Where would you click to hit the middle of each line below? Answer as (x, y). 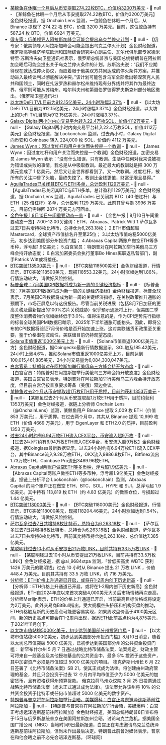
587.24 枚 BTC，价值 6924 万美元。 (47, 33)
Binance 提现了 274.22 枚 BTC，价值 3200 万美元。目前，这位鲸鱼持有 (83, 27)
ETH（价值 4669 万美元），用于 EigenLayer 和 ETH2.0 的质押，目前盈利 (84, 423)
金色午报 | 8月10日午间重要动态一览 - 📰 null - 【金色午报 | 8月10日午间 (82, 215)
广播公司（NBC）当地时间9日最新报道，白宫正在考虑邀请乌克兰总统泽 (87, 725)
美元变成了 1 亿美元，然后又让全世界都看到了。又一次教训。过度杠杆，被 (85, 171)
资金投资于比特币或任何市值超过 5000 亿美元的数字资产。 (74, 693)
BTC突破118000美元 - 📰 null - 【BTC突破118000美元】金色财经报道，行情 (85, 505)
